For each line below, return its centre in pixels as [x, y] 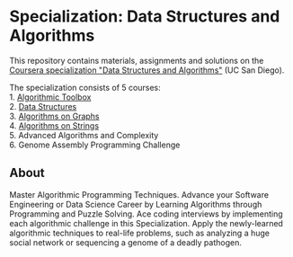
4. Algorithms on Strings [54, 125]
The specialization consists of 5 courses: [85, 87]
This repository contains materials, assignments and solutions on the [137, 60]
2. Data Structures [43, 106]
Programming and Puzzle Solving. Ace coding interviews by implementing [146, 214]
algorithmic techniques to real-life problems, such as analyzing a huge [139, 233]
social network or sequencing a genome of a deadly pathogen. [126, 242]
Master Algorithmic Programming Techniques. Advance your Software [139, 194]
